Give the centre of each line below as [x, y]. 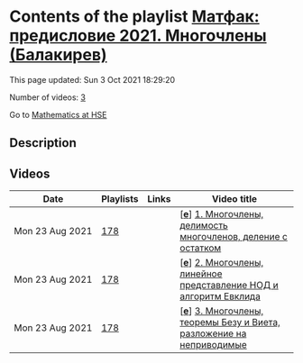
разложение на [213, 333]
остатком [201, 248]
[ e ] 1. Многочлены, [222, 214]
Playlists [119, 199]
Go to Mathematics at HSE [58, 114]
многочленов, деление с [234, 237]
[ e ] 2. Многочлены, [222, 263]
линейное [201, 274]
